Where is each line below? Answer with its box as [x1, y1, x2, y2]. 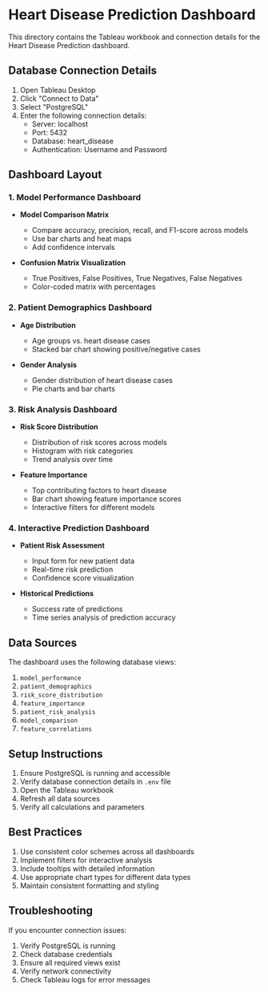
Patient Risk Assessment [19, 540, 106, 550]
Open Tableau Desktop [19, 85, 96, 94]
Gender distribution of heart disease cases [31, 375, 174, 385]
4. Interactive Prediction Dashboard [8, 522, 150, 533]
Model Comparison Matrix [19, 210, 110, 219]
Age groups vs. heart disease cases [31, 335, 150, 345]
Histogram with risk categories [31, 446, 134, 456]
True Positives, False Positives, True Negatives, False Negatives [31, 274, 242, 283]
